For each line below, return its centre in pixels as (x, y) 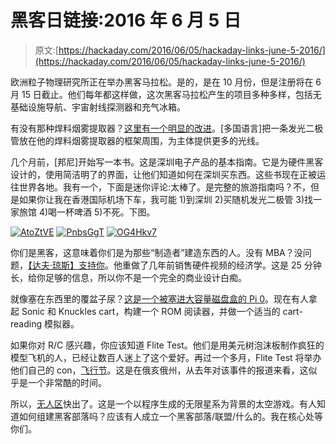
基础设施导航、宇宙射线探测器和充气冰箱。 (98, 107)
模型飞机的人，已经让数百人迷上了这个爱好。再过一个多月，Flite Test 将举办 (166, 357)
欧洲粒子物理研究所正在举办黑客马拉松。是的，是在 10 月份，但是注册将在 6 (166, 82)
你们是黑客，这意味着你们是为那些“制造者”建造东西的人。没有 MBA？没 (156, 252)
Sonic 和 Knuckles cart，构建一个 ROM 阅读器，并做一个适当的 (151, 311)
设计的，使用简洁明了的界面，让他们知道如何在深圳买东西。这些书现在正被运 (168, 174)
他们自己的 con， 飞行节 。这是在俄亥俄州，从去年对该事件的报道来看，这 (159, 370)
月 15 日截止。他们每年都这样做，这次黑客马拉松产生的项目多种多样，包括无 (166, 94)
